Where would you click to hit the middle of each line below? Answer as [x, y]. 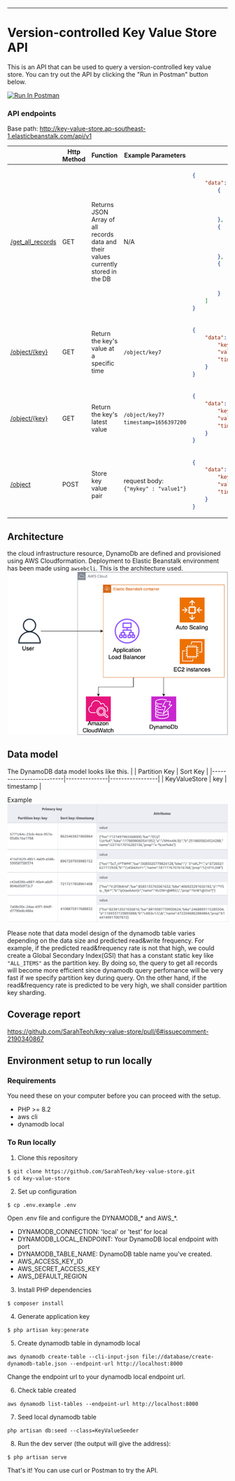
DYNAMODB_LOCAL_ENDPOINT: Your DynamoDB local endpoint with [117, 1239]
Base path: [23, 129]
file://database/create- [178, 1357]
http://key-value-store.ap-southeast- [93, 129]
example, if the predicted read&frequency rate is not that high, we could [111, 947]
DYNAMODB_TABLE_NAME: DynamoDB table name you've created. [115, 1254]
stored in [104, 271]
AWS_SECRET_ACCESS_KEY [58, 1268]
